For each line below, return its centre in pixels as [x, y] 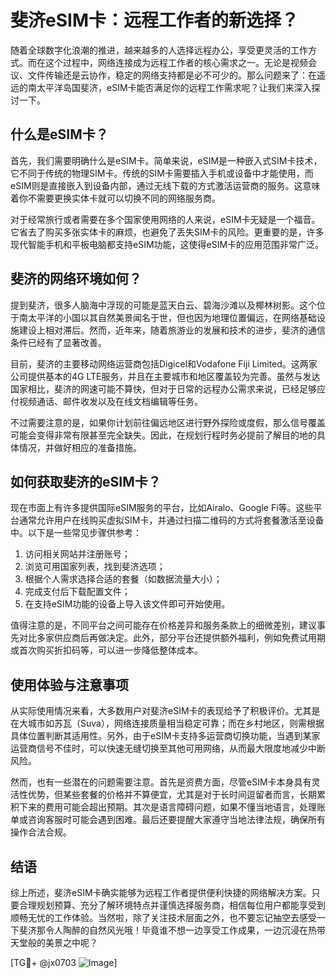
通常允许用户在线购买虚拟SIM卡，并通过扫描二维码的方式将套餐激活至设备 [171, 520]
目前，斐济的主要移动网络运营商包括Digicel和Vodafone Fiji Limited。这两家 [164, 363]
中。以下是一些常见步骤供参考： [76, 533]
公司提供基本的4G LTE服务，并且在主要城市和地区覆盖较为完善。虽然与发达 [165, 376]
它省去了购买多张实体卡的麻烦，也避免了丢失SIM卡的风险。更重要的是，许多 [167, 232]
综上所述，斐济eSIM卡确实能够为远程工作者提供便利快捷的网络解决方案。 [161, 892]
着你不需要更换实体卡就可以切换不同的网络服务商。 [115, 198]
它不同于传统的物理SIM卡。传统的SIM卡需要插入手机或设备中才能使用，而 [162, 173]
